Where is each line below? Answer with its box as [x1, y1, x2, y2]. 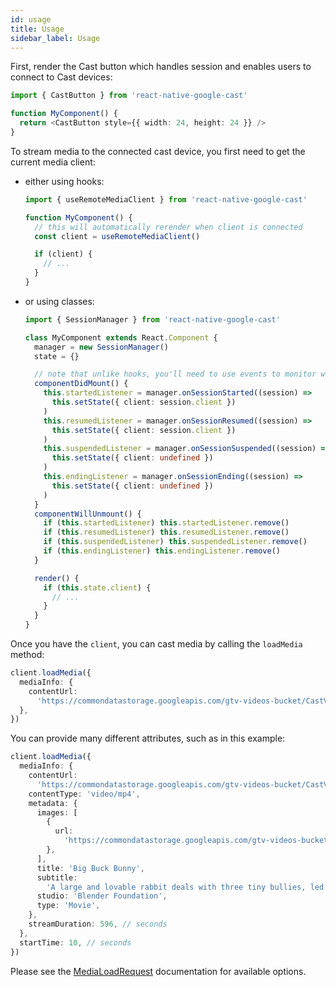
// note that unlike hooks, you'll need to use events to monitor [34, 369, 317, 380]
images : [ [36, 807, 78, 818]
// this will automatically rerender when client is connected [34, 222, 303, 232]
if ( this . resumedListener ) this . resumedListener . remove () [43, 527, 290, 538]
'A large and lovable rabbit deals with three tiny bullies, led [46, 882, 325, 892]
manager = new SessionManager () [34, 342, 169, 352]
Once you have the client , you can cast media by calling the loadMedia [10, 638, 303, 650]
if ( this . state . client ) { [43, 582, 152, 593]
